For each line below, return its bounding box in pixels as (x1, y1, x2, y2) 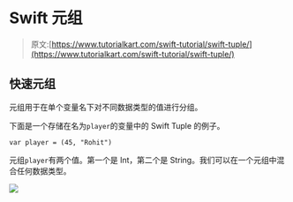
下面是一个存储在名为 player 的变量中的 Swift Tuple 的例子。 (9, 120, 225, 131)
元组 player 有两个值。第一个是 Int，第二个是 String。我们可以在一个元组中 (9, 154, 277, 165)
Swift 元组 (9, 8, 83, 28)
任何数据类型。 (16, 165, 71, 176)
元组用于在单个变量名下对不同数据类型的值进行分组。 (9, 101, 203, 112)
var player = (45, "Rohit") (9, 138, 113, 146)
